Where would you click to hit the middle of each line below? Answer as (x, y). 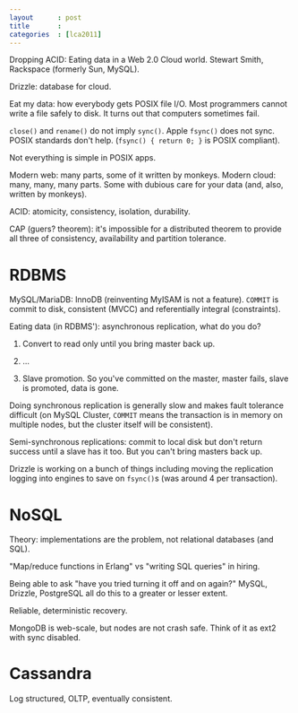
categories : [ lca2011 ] (55, 34)
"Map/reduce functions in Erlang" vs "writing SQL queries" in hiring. (135, 567)
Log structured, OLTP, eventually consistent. (91, 699)
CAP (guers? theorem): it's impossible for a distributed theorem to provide (145, 229)
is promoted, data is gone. (70, 388)
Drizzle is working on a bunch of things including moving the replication (141, 469)
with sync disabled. (45, 638)
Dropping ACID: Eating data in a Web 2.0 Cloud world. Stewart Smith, (136, 60)
